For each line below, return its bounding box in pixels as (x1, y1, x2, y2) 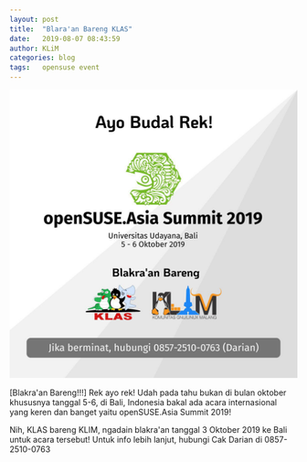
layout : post (9, 15, 59, 24)
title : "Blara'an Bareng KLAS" (9, 24, 132, 34)
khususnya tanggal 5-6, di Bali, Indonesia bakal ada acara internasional (9, 397, 277, 407)
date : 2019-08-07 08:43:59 (9, 34, 121, 43)
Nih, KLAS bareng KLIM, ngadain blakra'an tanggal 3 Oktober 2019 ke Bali (9, 424, 288, 435)
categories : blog (9, 53, 76, 63)
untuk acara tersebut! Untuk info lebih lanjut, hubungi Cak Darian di (9, 435, 263, 445)
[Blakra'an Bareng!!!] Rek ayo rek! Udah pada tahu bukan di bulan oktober (9, 387, 287, 398)
